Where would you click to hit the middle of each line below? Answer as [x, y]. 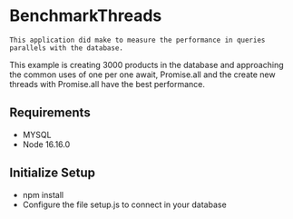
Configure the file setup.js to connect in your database [124, 204]
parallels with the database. [67, 48]
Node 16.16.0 [46, 144]
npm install [43, 194]
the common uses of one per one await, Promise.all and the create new [142, 75]
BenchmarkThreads [86, 16]
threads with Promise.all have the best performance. [107, 84]
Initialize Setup [52, 173]
